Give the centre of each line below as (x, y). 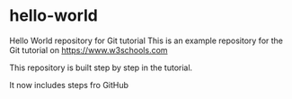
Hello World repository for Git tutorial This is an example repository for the (146, 40)
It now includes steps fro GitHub (69, 85)
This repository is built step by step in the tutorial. (101, 67)
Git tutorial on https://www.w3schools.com (88, 49)
